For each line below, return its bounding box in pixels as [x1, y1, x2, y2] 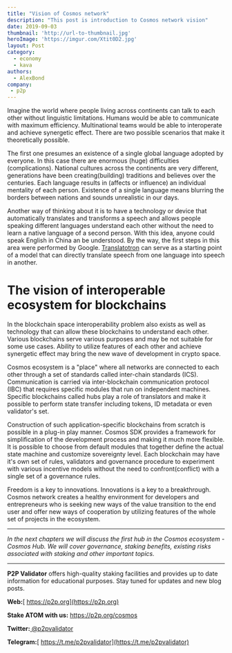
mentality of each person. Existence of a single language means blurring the [7, 186, 224, 195]
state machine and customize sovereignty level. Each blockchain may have [7, 450, 220, 458]
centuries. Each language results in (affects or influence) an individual [7, 179, 206, 187]
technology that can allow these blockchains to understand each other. [7, 328, 209, 336]
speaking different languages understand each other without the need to [7, 222, 214, 230]
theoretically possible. [7, 136, 70, 144]
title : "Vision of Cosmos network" [7, 10, 110, 17]
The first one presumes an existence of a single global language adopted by [7, 150, 224, 158]
